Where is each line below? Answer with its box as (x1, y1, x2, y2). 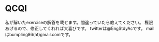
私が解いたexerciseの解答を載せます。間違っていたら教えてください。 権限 (5, 19, 154, 25)
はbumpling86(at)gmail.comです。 (5, 31, 73, 37)
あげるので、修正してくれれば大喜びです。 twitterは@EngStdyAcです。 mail (5, 25, 155, 31)
